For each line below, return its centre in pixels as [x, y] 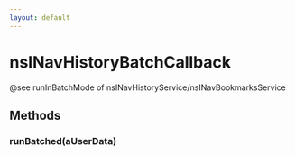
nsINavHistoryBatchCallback [120, 62]
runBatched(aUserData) [63, 141]
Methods [35, 115]
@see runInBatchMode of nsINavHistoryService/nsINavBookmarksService [147, 87]
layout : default [40, 18]
